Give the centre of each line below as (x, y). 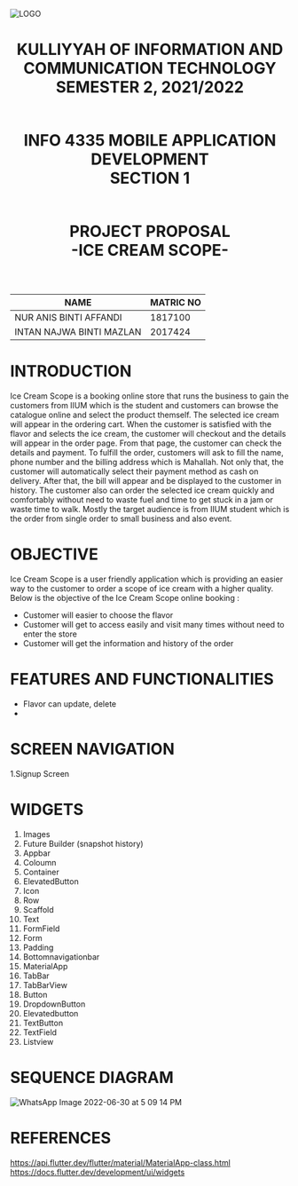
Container (41, 872)
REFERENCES (61, 1138)
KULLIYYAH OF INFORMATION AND (150, 50)
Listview (38, 1041)
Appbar (37, 853)
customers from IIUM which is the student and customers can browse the (144, 406)
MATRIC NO (176, 303)
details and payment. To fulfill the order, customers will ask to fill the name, (147, 453)
